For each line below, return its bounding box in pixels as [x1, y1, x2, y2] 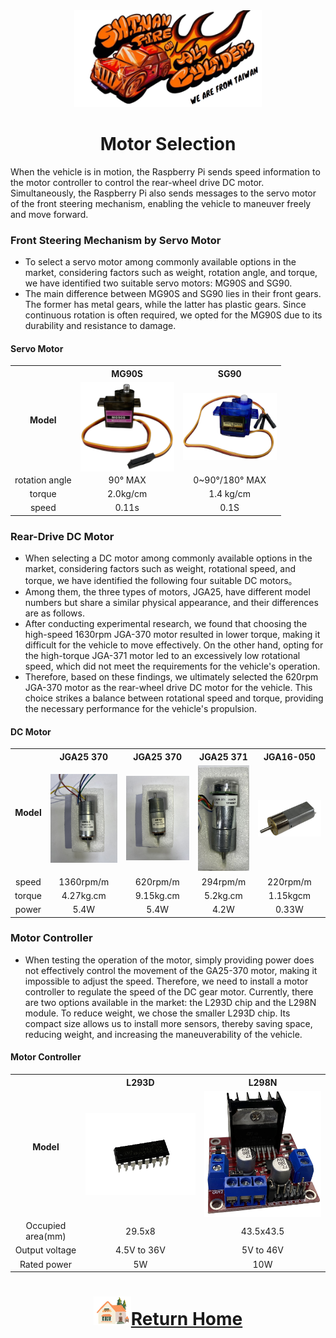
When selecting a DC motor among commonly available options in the [24, 552, 313, 564]
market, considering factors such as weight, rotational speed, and [24, 563, 297, 575]
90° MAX [108, 474, 147, 486]
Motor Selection [99, 133, 237, 156]
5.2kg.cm [203, 889, 243, 901]
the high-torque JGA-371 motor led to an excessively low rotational [24, 650, 301, 662]
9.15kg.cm [134, 889, 180, 901]
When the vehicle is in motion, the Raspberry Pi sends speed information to [10, 165, 321, 178]
